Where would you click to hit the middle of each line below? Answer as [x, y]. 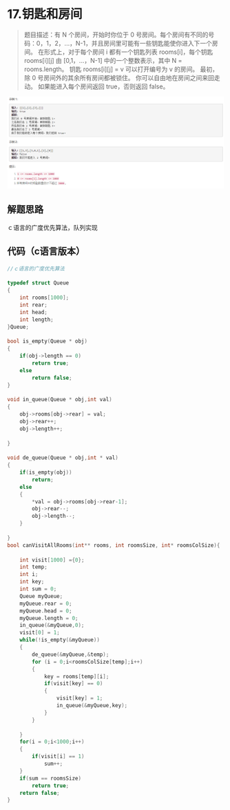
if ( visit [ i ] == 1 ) [58, 757]
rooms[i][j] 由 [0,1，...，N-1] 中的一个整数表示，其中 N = [103, 60]
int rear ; [34, 305]
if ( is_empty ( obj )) [46, 473]
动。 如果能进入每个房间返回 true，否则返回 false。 [96, 86]
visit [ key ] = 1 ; [80, 698]
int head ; [34, 312]
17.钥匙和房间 [45, 14]
